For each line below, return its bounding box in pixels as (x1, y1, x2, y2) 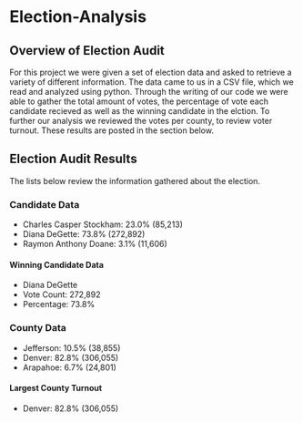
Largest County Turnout (9, 383, 103, 394)
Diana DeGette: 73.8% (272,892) (22, 229, 146, 240)
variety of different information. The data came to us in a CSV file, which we (9, 77, 294, 88)
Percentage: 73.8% (22, 299, 96, 310)
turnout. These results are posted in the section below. (9, 125, 214, 136)
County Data (9, 322, 66, 335)
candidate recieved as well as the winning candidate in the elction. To (9, 106, 270, 116)
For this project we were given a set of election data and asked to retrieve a (9, 67, 292, 77)
